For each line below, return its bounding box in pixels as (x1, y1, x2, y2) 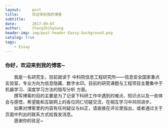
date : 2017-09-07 (5, 21, 55, 26)
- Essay (14, 44, 30, 49)
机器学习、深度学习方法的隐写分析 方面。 (5, 86, 90, 92)
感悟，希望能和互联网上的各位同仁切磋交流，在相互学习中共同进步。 (13, 99, 154, 105)
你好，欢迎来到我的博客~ (5, 62, 65, 69)
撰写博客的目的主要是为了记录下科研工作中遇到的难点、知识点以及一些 (14, 93, 158, 99)
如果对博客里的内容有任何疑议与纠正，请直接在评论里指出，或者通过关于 (14, 105, 163, 111)
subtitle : (5, 16, 26, 21)
